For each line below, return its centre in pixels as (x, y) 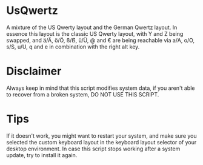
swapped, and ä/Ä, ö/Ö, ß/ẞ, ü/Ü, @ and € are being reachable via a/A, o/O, (101, 40)
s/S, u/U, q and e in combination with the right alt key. (73, 47)
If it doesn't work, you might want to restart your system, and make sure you (101, 136)
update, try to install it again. (42, 155)
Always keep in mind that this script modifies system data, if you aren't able (101, 88)
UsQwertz (32, 11)
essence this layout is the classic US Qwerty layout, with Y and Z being (95, 33)
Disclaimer (34, 71)
